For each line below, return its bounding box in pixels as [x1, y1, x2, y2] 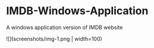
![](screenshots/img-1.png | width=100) [6, 35, 102, 42]
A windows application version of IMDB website [6, 24, 123, 31]
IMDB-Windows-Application [6, 4, 149, 18]
